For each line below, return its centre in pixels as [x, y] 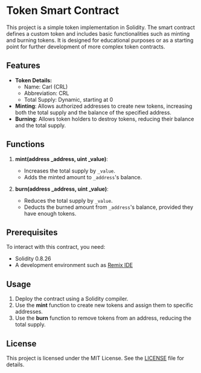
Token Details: [33, 80]
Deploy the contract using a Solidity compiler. [72, 299]
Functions [26, 144]
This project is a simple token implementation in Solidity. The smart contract [101, 27]
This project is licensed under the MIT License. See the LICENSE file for [95, 358]
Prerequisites [32, 232]
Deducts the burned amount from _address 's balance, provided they [109, 207]
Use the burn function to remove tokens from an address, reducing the [103, 318]
